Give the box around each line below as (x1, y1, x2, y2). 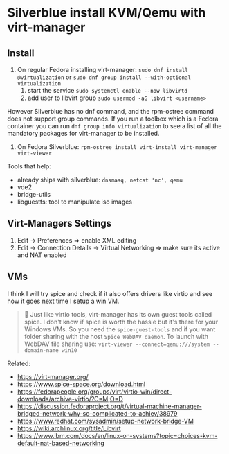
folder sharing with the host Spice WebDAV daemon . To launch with (24, 332, 209, 340)
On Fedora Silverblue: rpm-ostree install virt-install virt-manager (17, 143, 218, 150)
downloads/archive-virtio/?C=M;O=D (17, 394, 123, 403)
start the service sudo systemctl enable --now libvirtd (27, 87, 188, 94)
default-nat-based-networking (17, 439, 105, 447)
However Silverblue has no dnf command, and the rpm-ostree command (7, 107, 214, 115)
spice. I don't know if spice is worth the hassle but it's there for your (24, 317, 219, 326)
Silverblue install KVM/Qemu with (7, 5, 206, 21)
